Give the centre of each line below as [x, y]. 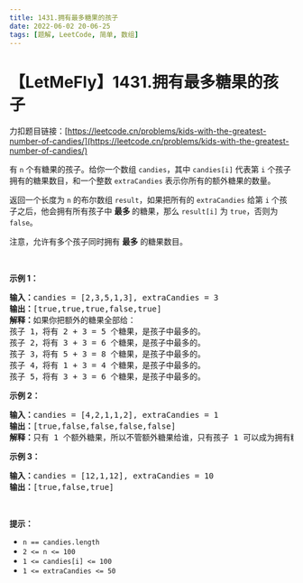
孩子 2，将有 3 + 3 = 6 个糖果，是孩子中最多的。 [107, 343]
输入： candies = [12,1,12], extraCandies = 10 [112, 476]
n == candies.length [61, 542]
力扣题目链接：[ [39, 131]
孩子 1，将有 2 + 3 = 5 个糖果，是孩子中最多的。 [107, 332]
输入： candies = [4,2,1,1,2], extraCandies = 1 [114, 415]
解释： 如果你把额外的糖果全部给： [73, 320]
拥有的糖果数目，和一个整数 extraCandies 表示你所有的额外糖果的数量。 [142, 180]
